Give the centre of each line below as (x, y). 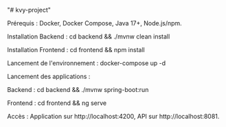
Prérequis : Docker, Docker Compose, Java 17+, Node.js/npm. (94, 23)
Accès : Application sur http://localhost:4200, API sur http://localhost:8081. (113, 116)
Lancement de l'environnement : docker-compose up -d (87, 63)
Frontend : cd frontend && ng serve (57, 103)
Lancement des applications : (49, 76)
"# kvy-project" (29, 10)
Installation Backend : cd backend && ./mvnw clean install (89, 36)
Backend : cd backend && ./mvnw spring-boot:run (78, 90)
